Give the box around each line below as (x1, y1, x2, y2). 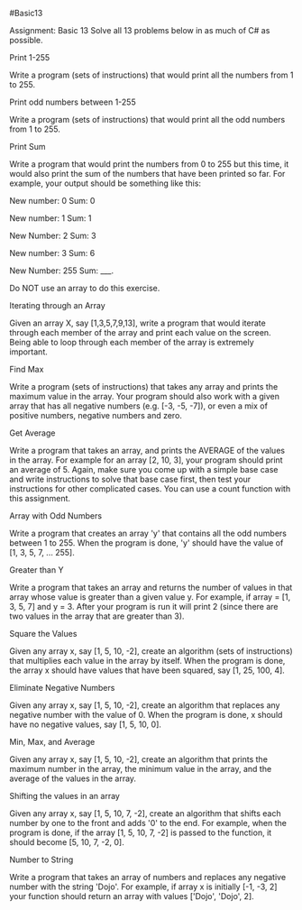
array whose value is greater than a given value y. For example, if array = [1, (9, 592, 291, 602)
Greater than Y (9, 565, 64, 575)
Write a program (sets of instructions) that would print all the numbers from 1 (9, 69, 294, 80)
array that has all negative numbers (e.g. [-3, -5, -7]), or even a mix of (9, 400, 269, 411)
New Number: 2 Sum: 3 (9, 230, 96, 241)
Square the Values (9, 629, 78, 639)
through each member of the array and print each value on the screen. (9, 327, 272, 337)
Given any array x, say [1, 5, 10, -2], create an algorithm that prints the (9, 754, 269, 765)
